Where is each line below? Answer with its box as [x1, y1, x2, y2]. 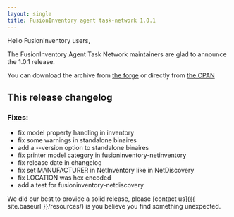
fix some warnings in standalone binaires [17, 136, 137, 144]
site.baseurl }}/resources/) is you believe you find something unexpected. [7, 202, 221, 211]
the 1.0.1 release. [7, 57, 55, 66]
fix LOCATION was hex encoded [17, 173, 111, 182]
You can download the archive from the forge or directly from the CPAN [7, 71, 215, 80]
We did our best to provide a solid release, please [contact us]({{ [7, 194, 195, 203]
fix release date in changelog [17, 159, 102, 167]
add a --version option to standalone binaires [17, 144, 149, 152]
